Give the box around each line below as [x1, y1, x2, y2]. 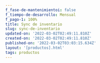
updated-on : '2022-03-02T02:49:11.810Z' [5, 31, 92, 36]
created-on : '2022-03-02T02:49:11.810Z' [5, 36, 92, 41]
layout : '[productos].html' [5, 45, 65, 50]
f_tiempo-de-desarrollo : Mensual [5, 12, 76, 17]
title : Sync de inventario [5, 21, 62, 27]
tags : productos [5, 50, 40, 55]
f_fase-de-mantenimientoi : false [5, 7, 76, 13]
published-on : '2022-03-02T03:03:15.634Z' [5, 41, 96, 46]
